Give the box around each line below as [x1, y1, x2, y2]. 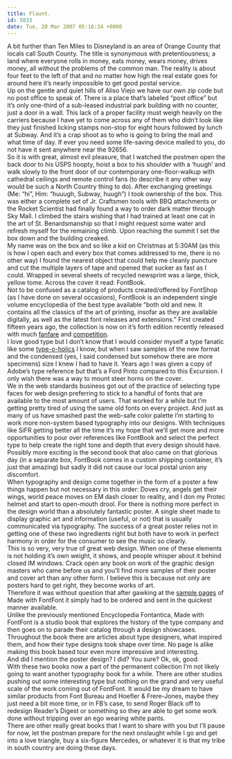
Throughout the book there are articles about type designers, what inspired [7, 633, 222, 642]
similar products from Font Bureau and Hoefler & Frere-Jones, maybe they [7, 692, 219, 701]
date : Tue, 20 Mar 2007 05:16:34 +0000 [7, 23, 123, 30]
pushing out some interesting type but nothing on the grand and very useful [7, 677, 224, 685]
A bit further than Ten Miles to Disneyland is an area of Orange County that [7, 42, 221, 51]
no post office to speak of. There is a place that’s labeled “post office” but [7, 94, 217, 102]
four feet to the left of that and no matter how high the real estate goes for [7, 72, 218, 80]
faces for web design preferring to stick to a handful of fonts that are [7, 389, 203, 398]
